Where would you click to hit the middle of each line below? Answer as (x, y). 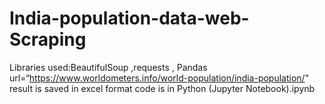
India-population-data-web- (129, 18)
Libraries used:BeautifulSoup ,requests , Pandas (108, 67)
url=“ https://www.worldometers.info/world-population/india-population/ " (159, 78)
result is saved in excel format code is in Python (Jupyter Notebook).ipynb (162, 88)
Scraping (48, 39)
